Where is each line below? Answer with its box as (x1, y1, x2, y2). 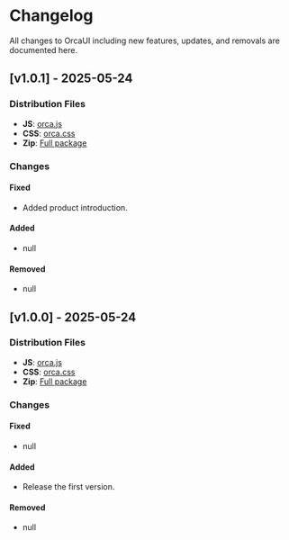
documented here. (9, 44, 78, 55)
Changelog (9, 5, 94, 26)
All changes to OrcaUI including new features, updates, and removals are (9, 35, 281, 46)
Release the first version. (22, 481, 115, 492)
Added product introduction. (22, 202, 128, 212)
